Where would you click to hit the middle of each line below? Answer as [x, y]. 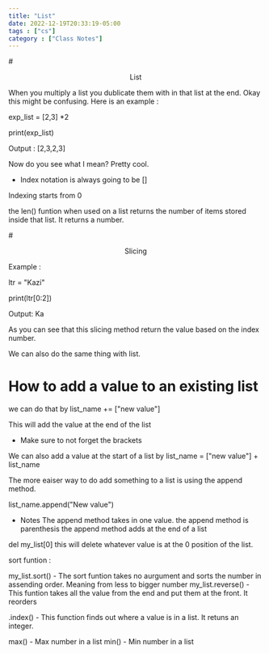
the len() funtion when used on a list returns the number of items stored [127, 211]
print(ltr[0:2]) [30, 298]
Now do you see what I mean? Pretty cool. [79, 164]
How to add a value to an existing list [133, 386]
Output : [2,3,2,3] [37, 149]
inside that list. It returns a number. [66, 220]
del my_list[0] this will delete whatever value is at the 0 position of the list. [131, 545]
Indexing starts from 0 [45, 196]
